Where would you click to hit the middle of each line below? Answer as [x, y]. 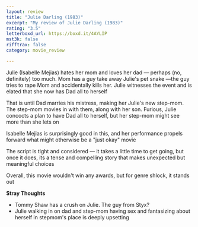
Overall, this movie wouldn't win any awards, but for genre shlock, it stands [98, 175]
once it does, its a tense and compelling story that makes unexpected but [96, 157]
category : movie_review [36, 51]
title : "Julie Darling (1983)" [45, 17]
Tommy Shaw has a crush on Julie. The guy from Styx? [82, 204]
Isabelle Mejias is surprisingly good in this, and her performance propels [94, 133]
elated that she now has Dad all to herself [57, 91]
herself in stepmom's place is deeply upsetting [72, 217]
